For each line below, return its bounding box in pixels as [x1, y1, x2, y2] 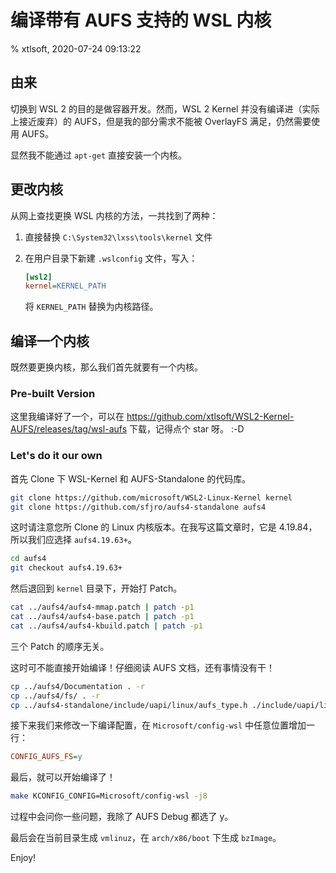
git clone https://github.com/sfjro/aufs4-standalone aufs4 [10, 502, 267, 512]
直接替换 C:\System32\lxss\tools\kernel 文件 [24, 231, 213, 243]
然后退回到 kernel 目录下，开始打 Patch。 [10, 582, 183, 595]
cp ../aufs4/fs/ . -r [10, 691, 101, 701]
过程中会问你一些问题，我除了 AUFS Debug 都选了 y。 [10, 811, 234, 823]
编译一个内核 [10, 332, 90, 350]
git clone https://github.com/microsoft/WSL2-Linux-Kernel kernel [10, 492, 293, 503]
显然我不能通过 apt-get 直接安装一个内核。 [10, 149, 187, 161]
